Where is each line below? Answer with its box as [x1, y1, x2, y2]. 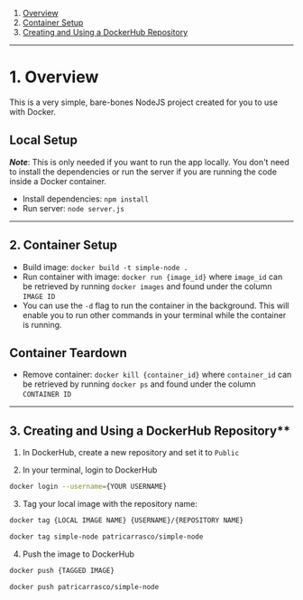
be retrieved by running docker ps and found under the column [22, 379, 256, 389]
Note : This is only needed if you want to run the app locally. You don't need [9, 156, 290, 167]
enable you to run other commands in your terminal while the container [22, 309, 287, 320]
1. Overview [9, 67, 99, 88]
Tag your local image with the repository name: [22, 499, 198, 510]
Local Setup [9, 133, 78, 148]
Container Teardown [9, 345, 128, 361]
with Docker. [9, 106, 57, 117]
